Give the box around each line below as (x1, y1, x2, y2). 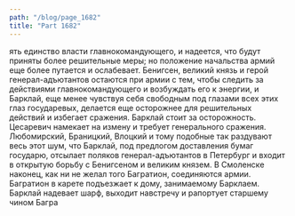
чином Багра (9, 196, 59, 207)
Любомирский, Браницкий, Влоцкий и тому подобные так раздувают (9, 131, 273, 141)
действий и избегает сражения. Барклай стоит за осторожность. (9, 112, 257, 123)
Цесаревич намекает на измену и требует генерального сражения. (9, 121, 267, 132)
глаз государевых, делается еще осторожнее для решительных (9, 102, 252, 113)
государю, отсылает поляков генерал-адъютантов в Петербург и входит (9, 149, 286, 160)
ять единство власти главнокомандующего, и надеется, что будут (9, 45, 261, 56)
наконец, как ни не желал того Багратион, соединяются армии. (9, 168, 251, 179)
